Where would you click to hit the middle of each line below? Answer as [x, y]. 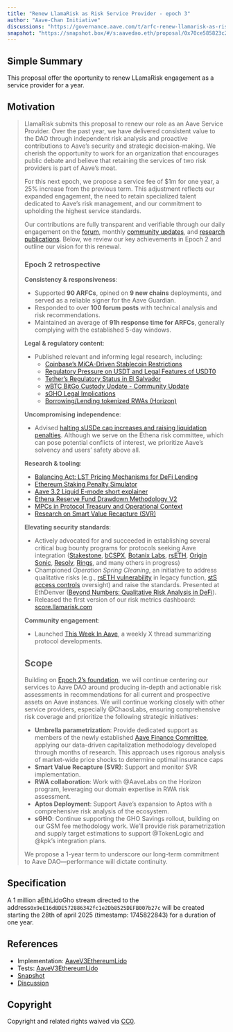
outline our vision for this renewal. [72, 246]
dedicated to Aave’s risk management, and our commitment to [113, 203]
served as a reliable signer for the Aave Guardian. [105, 301]
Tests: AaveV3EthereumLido [58, 968]
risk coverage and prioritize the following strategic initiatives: [111, 716]
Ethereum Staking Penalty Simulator [86, 484]
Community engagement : [62, 620]
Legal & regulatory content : [64, 344]
